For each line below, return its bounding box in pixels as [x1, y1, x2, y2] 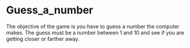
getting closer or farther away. [6, 35, 80, 42]
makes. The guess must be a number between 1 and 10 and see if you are [6, 29, 184, 36]
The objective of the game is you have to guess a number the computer [6, 23, 179, 30]
